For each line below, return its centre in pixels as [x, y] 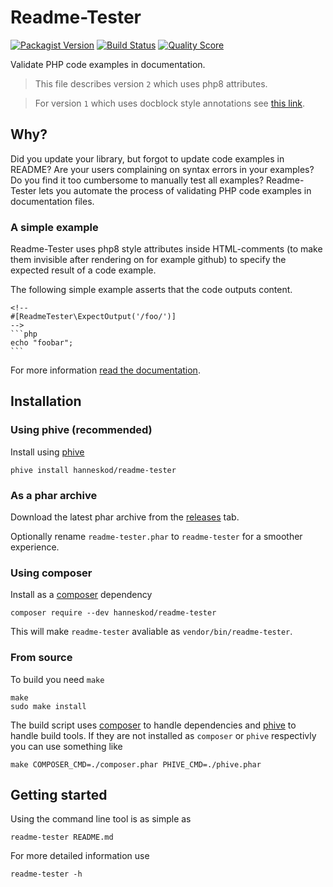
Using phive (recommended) [81, 430]
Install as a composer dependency [81, 595]
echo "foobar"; [42, 343]
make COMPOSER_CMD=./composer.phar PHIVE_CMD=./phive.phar [136, 764]
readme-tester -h [46, 874]
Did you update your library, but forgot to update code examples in [147, 158]
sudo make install [48, 706]
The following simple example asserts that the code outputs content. [151, 290]
